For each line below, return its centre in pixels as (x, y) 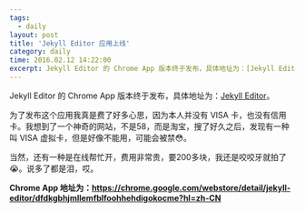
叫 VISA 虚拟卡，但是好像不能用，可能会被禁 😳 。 (101, 137)
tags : (20, 18)
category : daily (40, 52)
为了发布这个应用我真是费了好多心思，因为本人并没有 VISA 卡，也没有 (140, 115)
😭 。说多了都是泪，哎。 (54, 168)
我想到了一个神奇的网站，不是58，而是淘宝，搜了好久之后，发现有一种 (157, 126)
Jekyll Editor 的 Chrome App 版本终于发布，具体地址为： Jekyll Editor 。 (142, 96)
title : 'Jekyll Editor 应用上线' (70, 43)
